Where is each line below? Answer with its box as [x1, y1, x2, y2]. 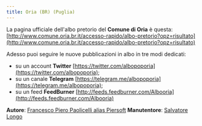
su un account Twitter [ [15, 62, 75, 69]
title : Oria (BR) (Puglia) [6, 9, 75, 15]
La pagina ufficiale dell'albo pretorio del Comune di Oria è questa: [6, 26, 173, 33]
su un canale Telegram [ [15, 75, 78, 82]
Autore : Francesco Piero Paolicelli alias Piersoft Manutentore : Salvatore [6, 106, 189, 113]
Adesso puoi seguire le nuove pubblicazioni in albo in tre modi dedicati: [6, 50, 187, 58]
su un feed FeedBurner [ [15, 88, 78, 95]
